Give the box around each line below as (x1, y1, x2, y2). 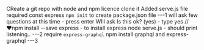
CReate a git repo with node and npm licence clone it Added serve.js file (6, 5, 188, 12)
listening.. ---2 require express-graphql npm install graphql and (6, 31, 166, 38)
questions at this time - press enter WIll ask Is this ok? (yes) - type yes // (6, 18, 189, 25)
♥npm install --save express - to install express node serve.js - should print (6, 24, 198, 31)
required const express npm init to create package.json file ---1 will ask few (6, 11, 199, 19)
